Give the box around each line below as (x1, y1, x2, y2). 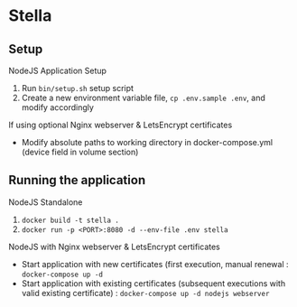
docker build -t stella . (21, 216, 119, 225)
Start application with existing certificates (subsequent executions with (21, 277, 286, 289)
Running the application (8, 172, 146, 188)
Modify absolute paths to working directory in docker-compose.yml (21, 137, 273, 147)
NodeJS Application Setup (8, 65, 107, 76)
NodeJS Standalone (8, 196, 83, 208)
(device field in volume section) (21, 146, 139, 157)
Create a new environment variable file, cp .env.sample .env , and (21, 92, 265, 103)
